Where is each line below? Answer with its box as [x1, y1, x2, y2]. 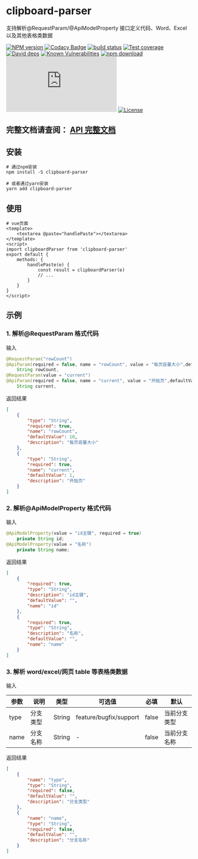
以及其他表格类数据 [6, 31, 53, 39]
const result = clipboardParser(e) [37, 267, 126, 273]
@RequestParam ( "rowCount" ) [6, 356, 72, 362]
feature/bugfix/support [75, 713, 140, 721]
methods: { [16, 256, 44, 262]
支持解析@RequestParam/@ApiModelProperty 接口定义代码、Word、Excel [6, 24, 187, 31]
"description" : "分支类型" [27, 799, 90, 805]
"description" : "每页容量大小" [27, 440, 99, 445]
